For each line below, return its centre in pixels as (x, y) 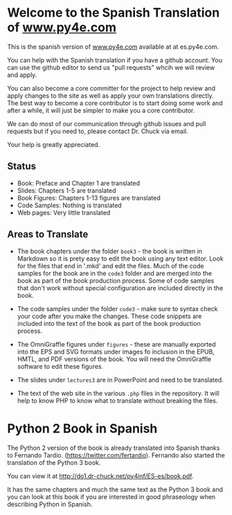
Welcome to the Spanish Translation (114, 13)
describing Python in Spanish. (50, 504)
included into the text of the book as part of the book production (109, 323)
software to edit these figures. (60, 366)
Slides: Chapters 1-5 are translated (66, 190)
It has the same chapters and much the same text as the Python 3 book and (115, 489)
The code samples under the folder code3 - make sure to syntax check (117, 308)
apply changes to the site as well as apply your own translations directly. (110, 96)
